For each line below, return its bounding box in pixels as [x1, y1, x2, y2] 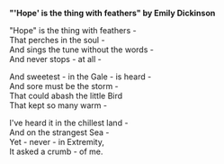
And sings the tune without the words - [9, 44, 155, 55]
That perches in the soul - [9, 35, 105, 45]
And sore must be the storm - [9, 81, 119, 91]
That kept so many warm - [9, 100, 108, 111]
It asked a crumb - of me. [9, 146, 103, 157]
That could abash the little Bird [9, 90, 123, 101]
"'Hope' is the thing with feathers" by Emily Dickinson [9, 8, 216, 18]
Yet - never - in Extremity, [9, 137, 105, 147]
